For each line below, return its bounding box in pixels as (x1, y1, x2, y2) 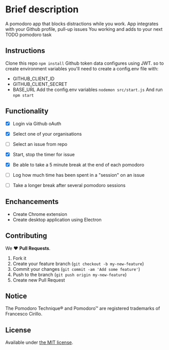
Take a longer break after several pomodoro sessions (12, 182, 126, 188)
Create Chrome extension (12, 211, 68, 217)
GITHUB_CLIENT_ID (12, 76, 55, 82)
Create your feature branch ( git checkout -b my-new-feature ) (12, 261, 144, 267)
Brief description (5, 4, 79, 15)
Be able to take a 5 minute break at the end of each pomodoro (12, 161, 145, 168)
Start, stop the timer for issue (12, 151, 75, 157)
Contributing (5, 231, 47, 240)
